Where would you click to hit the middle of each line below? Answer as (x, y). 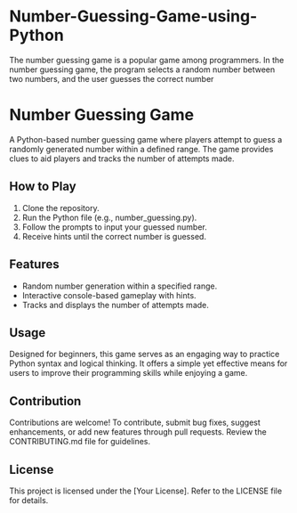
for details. (29, 500)
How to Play (43, 187)
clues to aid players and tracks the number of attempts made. (122, 159)
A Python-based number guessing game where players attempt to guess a (146, 139)
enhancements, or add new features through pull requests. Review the (138, 432)
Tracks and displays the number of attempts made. (115, 305)
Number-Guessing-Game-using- (133, 16)
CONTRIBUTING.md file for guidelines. (80, 442)
